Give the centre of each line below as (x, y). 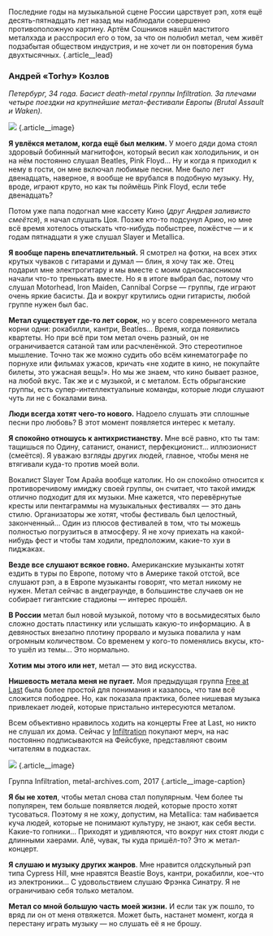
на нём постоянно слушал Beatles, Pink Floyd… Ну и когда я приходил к (133, 161)
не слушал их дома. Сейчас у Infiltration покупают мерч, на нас (119, 732)
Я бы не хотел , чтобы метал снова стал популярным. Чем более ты (126, 797)
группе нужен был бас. (49, 305)
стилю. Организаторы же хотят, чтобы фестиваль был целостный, (123, 515)
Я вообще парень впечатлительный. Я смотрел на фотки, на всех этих (133, 253)
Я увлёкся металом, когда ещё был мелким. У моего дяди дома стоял (133, 144)
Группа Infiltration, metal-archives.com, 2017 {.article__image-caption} (127, 781)
